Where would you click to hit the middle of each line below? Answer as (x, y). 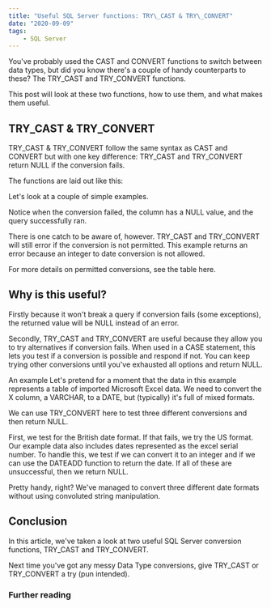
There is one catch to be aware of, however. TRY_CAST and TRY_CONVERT (134, 236)
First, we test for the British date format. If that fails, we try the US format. (131, 437)
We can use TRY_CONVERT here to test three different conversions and (128, 413)
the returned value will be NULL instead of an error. (94, 323)
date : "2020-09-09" (41, 23)
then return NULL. (38, 421)
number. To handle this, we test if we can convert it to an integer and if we (132, 454)
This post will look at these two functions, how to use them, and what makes (135, 95)
